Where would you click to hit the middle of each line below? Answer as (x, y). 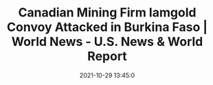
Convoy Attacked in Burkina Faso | (107, 27)
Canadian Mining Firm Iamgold (107, 13)
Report (107, 57)
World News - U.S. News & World (107, 42)
